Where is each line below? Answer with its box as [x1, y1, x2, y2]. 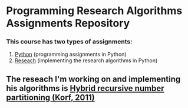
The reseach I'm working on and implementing [6, 74, 181, 84]
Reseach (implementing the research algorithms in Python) [14, 57, 158, 64]
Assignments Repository [6, 16, 130, 30]
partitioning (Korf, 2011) [6, 92, 95, 102]
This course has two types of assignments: [6, 38, 133, 46]
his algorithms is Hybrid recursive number [6, 83, 164, 93]
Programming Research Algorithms [6, 4, 183, 18]
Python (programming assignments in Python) [14, 51, 127, 58]
